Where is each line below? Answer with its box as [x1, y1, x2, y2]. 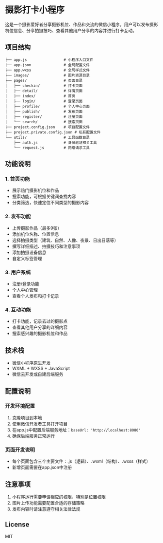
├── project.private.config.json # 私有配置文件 [5, 130, 101, 134]
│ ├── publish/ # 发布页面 [5, 109, 83, 114]
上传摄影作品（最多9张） [12, 225, 62, 231]
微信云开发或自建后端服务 [12, 371, 64, 377]
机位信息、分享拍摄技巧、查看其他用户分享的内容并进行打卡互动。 [5, 27, 137, 33]
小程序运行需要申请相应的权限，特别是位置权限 [12, 494, 106, 500]
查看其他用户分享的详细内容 [12, 324, 68, 330]
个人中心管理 [12, 287, 38, 293]
